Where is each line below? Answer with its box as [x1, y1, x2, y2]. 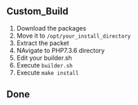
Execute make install [16, 68, 79, 76]
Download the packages [16, 24, 87, 32]
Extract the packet [16, 38, 69, 47]
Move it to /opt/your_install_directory [16, 31, 131, 40]
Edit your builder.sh [16, 54, 72, 62]
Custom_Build [6, 6, 69, 17]
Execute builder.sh [16, 60, 74, 69]
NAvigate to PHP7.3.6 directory [16, 46, 105, 54]
